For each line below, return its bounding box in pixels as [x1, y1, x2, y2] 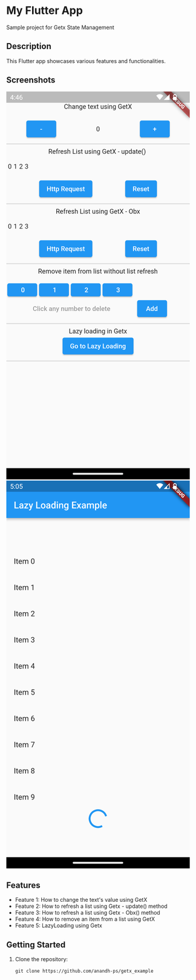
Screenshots [6, 75, 56, 85]
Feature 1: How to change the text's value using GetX [15, 896, 148, 904]
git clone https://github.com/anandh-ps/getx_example [15, 968, 154, 975]
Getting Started [6, 939, 66, 950]
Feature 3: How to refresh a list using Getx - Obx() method [15, 909, 160, 916]
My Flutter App [6, 4, 83, 18]
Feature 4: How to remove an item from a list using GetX [15, 916, 155, 923]
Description [6, 41, 51, 52]
